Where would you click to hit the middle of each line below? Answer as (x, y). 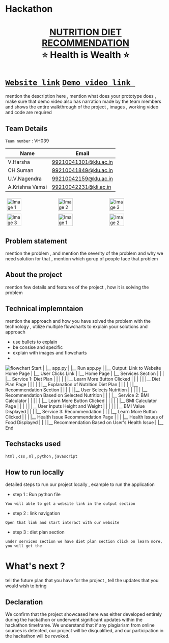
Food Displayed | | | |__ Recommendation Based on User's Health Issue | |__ (84, 422)
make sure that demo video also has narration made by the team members (83, 102)
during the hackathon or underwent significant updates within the (74, 619)
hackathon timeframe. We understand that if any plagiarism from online (80, 625)
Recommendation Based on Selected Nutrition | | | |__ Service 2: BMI (77, 395)
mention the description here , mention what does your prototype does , (81, 96)
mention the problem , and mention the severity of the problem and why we (84, 253)
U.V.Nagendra (25, 179)
